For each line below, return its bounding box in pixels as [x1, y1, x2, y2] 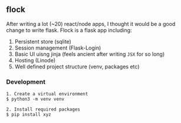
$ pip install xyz [6, 112, 51, 118]
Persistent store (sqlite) [14, 38, 72, 45]
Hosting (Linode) [14, 56, 56, 64]
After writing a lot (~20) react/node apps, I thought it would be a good [6, 20, 176, 27]
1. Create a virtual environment [6, 91, 88, 97]
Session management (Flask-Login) [14, 44, 101, 51]
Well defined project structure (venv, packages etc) [14, 63, 140, 70]
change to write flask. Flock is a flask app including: [6, 26, 132, 34]
